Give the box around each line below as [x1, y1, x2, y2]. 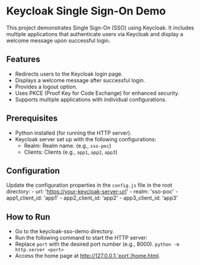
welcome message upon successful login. [6, 37, 111, 44]
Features [6, 54, 40, 64]
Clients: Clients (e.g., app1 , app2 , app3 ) [23, 148, 117, 156]
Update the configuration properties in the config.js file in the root [6, 181, 173, 189]
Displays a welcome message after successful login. [14, 76, 146, 84]
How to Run [6, 212, 51, 222]
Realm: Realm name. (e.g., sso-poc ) [23, 142, 111, 149]
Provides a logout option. [14, 83, 78, 90]
